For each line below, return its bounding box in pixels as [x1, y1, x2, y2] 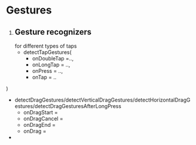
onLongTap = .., [32, 61, 70, 68]
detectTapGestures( [23, 49, 72, 56]
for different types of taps [14, 42, 77, 49]
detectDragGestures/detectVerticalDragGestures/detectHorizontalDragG [14, 96, 191, 103]
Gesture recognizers [14, 27, 92, 37]
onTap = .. [32, 74, 57, 80]
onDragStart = [23, 109, 58, 116]
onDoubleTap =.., [32, 55, 74, 62]
